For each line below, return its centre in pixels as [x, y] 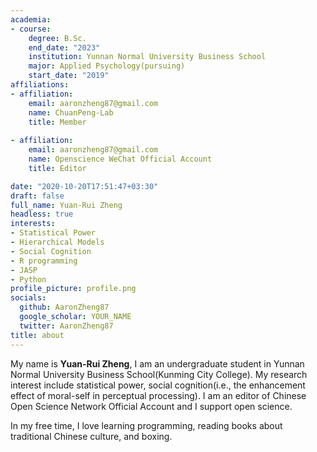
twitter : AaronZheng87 [66, 326]
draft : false [37, 196]
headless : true [42, 214]
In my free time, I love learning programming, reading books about [146, 425]
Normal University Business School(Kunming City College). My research [159, 374]
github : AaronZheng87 [64, 307]
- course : [31, 29]
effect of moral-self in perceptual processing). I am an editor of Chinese [158, 395]
